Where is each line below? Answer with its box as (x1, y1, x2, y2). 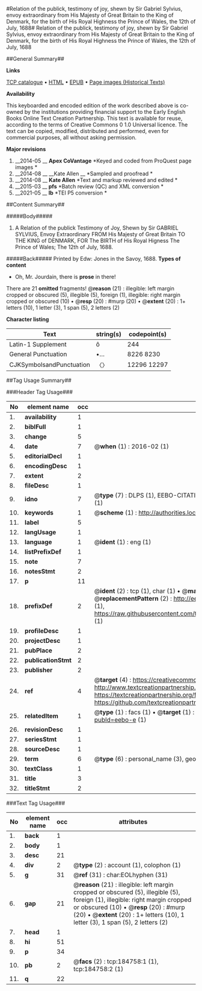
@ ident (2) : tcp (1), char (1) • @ (94, 587, 188, 595)
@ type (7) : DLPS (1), (94, 491, 156, 499)
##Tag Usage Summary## (6, 377, 72, 384)
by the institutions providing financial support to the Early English (24, 108, 186, 115)
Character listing (6, 316, 49, 323)
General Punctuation (9, 350, 67, 358)
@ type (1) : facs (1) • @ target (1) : (94, 708, 195, 716)
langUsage (25, 528, 57, 536)
